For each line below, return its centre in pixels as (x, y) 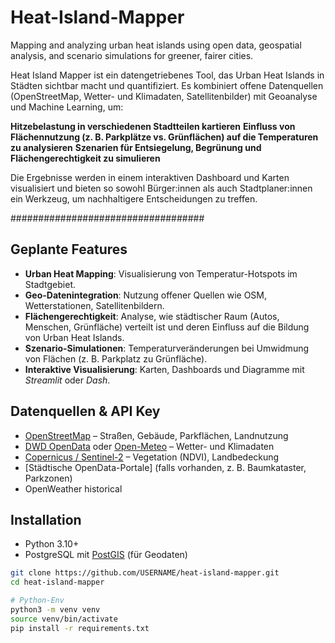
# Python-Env (37, 601)
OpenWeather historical (73, 488)
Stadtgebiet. (50, 284)
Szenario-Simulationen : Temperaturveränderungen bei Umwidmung (167, 348)
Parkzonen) (48, 478)
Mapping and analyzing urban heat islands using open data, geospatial (156, 45)
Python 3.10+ (52, 544)
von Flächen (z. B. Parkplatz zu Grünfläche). (116, 358)
